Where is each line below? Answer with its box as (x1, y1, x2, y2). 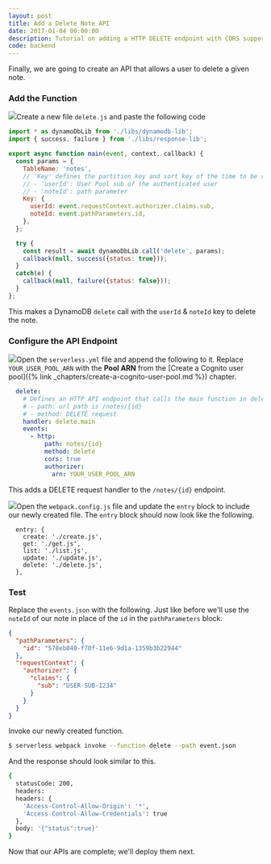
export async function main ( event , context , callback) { (8, 150, 204, 158)
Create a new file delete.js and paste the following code (16, 112, 206, 122)
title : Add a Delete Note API (8, 19, 110, 27)
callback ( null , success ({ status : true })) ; (23, 254, 168, 262)
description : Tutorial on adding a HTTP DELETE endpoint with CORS (8, 34, 240, 43)
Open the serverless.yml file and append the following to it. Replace (16, 354, 244, 364)
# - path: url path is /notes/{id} (23, 402, 143, 410)
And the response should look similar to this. (8, 757, 156, 766)
